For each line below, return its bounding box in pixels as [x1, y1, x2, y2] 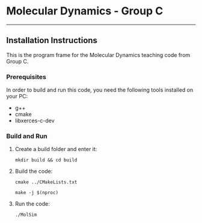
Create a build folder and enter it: [14, 146, 97, 153]
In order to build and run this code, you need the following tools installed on [6, 86, 194, 94]
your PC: [6, 93, 28, 100]
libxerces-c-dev [14, 117, 55, 124]
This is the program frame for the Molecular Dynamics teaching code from [6, 51, 191, 58]
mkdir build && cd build [14, 157, 78, 163]
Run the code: [14, 200, 50, 207]
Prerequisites [6, 73, 46, 81]
